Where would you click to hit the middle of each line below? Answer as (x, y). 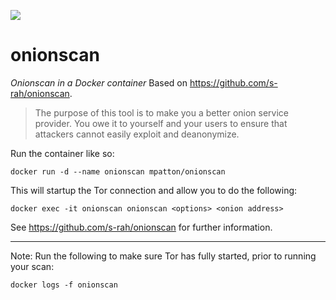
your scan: (32, 266)
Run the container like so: (62, 153)
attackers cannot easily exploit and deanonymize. (137, 134)
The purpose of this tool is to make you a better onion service (161, 112)
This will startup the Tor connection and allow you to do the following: (154, 190)
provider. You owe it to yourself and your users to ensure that (161, 123)
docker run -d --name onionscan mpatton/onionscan (118, 171)
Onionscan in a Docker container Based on (99, 82)
